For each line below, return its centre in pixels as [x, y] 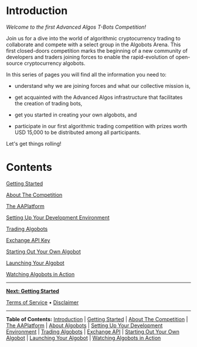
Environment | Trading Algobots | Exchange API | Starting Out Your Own [93, 331]
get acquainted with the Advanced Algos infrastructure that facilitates [98, 97]
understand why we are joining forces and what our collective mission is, [102, 85]
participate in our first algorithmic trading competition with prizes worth [101, 126]
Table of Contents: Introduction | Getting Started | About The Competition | [97, 319]
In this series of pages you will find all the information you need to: [86, 74]
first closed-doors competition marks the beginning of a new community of [97, 50]
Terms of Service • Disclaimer [43, 302]
